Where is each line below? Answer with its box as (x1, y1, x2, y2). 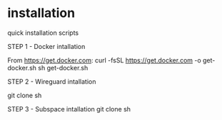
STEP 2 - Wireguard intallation (7, 77, 96, 86)
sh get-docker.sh (38, 63, 89, 72)
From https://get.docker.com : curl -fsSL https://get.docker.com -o (7, 55, 201, 65)
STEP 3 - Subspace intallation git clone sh (7, 104, 131, 113)
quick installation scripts (7, 28, 79, 37)
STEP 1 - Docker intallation (7, 42, 86, 50)
